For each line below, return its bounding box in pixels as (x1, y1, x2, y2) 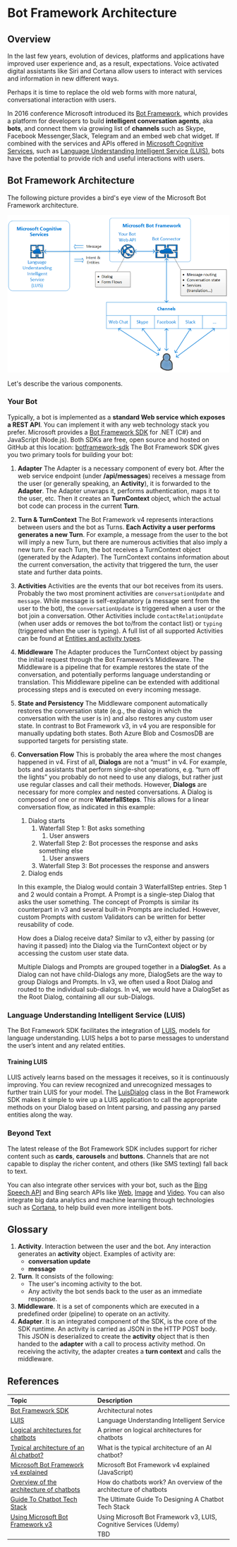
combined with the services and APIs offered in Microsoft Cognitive (7, 139, 204, 148)
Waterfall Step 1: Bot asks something (38, 824, 145, 832)
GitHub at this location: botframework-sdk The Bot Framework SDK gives (7, 443, 220, 451)
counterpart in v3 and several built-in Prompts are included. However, (17, 905, 221, 913)
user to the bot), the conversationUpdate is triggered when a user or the (17, 604, 226, 612)
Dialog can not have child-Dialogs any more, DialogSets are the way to (17, 970, 223, 978)
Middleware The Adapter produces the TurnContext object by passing (17, 648, 223, 656)
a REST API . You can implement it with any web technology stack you (7, 420, 209, 429)
